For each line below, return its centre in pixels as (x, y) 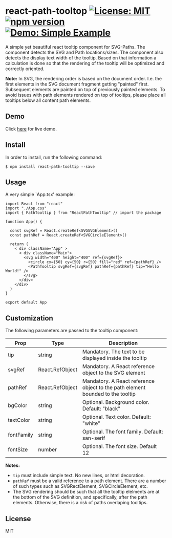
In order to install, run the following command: (54, 157)
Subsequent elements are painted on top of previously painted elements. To (85, 89)
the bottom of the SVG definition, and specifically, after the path (80, 497)
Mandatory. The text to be (113, 352)
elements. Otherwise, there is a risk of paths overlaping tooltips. (80, 503)
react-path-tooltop (46, 11)
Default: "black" (101, 408)
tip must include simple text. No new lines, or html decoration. (79, 476)
